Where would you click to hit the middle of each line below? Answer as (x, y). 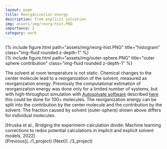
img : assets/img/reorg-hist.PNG (39, 24)
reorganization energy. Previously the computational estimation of (73, 83)
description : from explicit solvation (45, 19)
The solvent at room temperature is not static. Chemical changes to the (78, 73)
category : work (21, 33)
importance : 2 (20, 28)
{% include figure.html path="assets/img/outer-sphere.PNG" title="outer (80, 58)
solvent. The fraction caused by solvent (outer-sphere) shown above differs (83, 110)
